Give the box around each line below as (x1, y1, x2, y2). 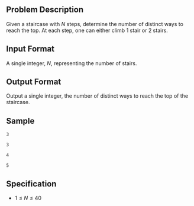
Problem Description (6, 5, 84, 15)
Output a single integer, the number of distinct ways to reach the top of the (6, 92, 188, 99)
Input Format (6, 44, 55, 54)
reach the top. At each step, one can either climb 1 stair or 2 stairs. (6, 27, 169, 34)
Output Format (6, 77, 62, 87)
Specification (6, 179, 57, 189)
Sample (6, 115, 35, 126)
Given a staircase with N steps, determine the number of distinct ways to (6, 20, 183, 27)
